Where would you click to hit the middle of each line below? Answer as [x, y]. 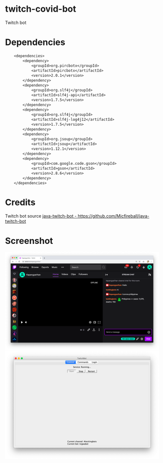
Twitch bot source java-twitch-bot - [41, 216]
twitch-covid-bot [41, 9]
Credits [20, 203]
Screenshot [29, 241]
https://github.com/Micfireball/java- [114, 216]
